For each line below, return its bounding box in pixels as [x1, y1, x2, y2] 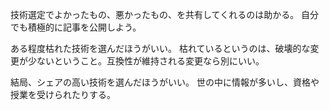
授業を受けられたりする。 [10, 89, 116, 100]
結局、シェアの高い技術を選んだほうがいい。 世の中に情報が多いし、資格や [10, 76, 320, 88]
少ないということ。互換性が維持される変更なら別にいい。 [27, 55, 265, 67]
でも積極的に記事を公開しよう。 [10, 21, 142, 33]
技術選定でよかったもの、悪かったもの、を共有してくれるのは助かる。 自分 [10, 9, 320, 20]
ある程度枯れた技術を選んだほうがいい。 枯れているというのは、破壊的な [10, 43, 311, 54]
